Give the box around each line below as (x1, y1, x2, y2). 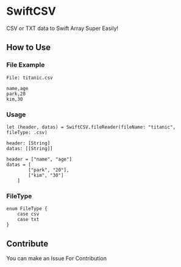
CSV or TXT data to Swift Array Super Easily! (6, 24, 119, 32)
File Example (6, 61, 45, 69)
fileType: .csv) (6, 129, 48, 135)
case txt (17, 216, 40, 223)
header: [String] (6, 140, 51, 146)
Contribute (6, 238, 49, 249)
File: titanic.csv (6, 75, 53, 81)
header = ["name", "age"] (6, 156, 72, 162)
